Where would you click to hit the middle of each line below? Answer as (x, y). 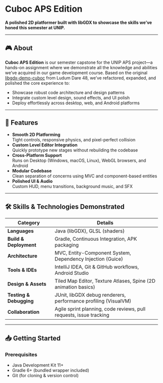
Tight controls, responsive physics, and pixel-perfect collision (74, 139)
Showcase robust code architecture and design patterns (68, 92)
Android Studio (72, 273)
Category (29, 223)
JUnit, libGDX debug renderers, (90, 295)
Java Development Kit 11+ (38, 365)
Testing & (19, 295)
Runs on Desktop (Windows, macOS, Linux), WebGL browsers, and (79, 160)
